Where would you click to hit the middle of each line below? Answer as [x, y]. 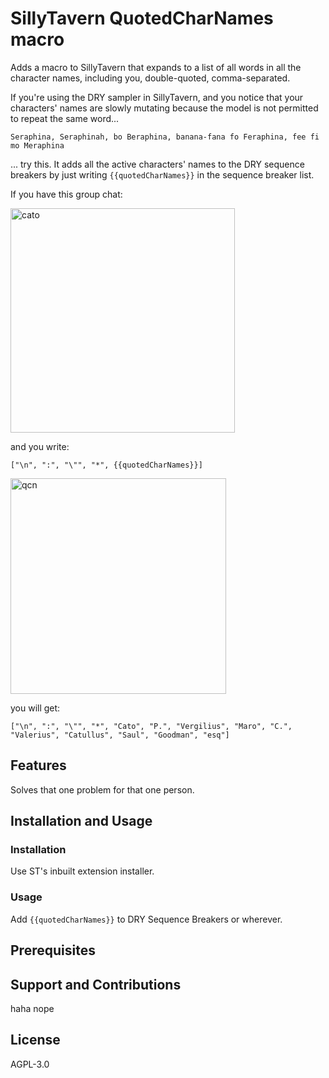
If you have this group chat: [66, 194]
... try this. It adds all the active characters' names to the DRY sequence [157, 164]
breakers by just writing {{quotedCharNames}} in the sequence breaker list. [162, 174]
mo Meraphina [37, 145]
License [35, 1040]
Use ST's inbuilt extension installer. [82, 871]
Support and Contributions [96, 984]
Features [38, 765]
